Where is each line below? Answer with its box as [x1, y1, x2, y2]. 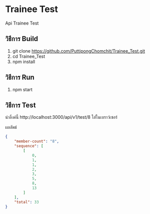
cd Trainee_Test [12, 53, 45, 59]
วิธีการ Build [5, 35, 38, 43]
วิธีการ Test [5, 101, 36, 109]
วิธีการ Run [5, 73, 35, 82]
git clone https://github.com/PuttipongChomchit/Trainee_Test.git [12, 48, 145, 54]
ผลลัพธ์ [5, 124, 17, 130]
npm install [12, 59, 35, 65]
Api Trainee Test [5, 20, 39, 26]
